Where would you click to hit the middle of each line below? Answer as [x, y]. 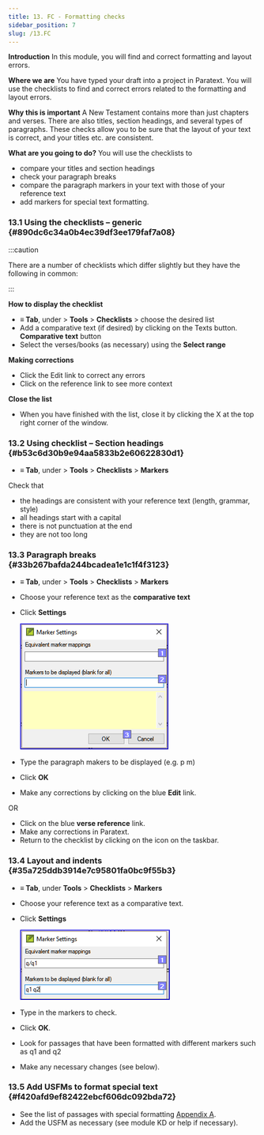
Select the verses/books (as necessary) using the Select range [123, 345]
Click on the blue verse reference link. [83, 824]
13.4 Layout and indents [55, 861]
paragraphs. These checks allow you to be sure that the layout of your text [130, 130]
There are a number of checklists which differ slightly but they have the [124, 265]
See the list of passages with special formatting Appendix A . [118, 1114]
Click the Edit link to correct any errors [82, 375]
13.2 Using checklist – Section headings [86, 443]
